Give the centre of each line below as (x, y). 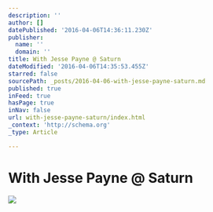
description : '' (35, 15)
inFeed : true (29, 96)
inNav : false (29, 111)
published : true (35, 88)
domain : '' (33, 52)
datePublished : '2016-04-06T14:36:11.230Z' (81, 30)
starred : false (33, 74)
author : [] (26, 23)
